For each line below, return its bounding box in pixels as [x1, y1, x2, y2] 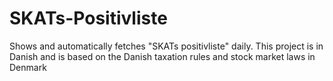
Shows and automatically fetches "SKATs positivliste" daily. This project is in [9, 40, 324, 52]
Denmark [9, 61, 47, 73]
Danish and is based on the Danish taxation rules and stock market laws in [9, 50, 316, 62]
